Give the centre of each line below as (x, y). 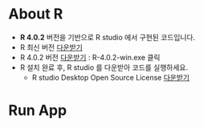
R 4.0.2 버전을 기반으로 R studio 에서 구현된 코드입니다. (108, 37)
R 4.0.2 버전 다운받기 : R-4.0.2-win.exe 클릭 (90, 57)
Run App (38, 111)
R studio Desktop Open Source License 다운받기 (111, 77)
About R (36, 14)
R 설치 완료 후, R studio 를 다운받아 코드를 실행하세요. (104, 67)
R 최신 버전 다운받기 (51, 47)
